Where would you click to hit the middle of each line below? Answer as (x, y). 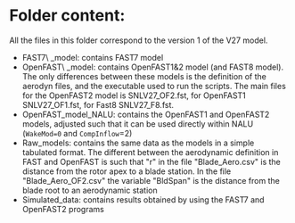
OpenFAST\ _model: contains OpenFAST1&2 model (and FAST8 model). (152, 67)
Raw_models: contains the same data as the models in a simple (138, 143)
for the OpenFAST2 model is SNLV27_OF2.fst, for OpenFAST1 (134, 95)
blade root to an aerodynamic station (90, 190)
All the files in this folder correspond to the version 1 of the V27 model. (139, 40)
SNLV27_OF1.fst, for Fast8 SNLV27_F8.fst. (98, 104)
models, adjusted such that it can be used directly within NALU (138, 124)
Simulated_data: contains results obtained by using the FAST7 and (143, 199)
